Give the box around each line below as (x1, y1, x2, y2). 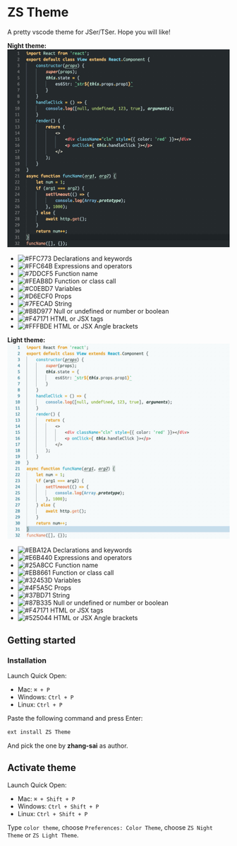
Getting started (7, 634, 76, 646)
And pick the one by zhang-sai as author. (7, 741, 128, 750)
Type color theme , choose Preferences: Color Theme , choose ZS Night (7, 823, 213, 832)
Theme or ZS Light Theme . (7, 830, 79, 839)
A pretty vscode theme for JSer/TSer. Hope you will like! (7, 28, 171, 36)
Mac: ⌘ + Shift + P (17, 794, 75, 803)
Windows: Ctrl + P (17, 693, 74, 702)
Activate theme (7, 762, 76, 774)
